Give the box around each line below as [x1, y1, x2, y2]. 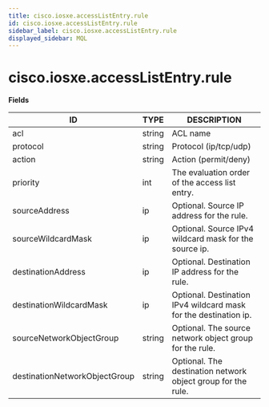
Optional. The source [171, 323, 251, 334]
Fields [8, 96, 30, 105]
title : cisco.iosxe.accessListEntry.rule [8, 11, 149, 20]
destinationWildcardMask [12, 299, 108, 311]
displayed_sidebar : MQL [8, 34, 88, 43]
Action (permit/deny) [171, 154, 251, 165]
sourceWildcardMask [12, 234, 92, 245]
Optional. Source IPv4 [171, 223, 255, 234]
